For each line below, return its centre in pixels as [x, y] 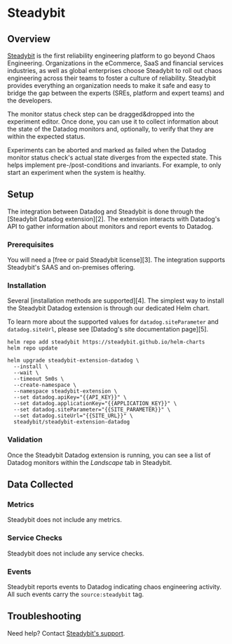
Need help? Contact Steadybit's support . [66, 633]
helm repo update [33, 348]
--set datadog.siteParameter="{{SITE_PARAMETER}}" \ [92, 410]
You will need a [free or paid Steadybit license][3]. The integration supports [116, 260]
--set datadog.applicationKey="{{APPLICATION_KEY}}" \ [95, 404]
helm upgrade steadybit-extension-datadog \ [73, 361]
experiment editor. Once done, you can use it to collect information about [113, 121]
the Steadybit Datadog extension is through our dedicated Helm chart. [109, 308]
